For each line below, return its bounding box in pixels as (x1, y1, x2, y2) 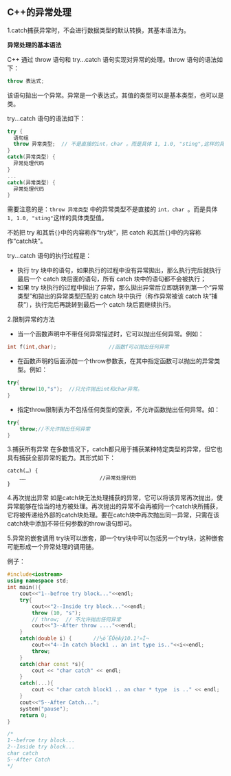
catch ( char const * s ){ (19, 660, 85, 667)
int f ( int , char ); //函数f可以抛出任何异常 (7, 343, 170, 351)
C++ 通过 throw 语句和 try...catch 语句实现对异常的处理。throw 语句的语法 (7, 55, 217, 63)
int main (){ (7, 584, 41, 591)
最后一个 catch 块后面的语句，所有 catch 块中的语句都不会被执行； (16, 274, 206, 283)
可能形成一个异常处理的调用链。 (7, 543, 98, 551)
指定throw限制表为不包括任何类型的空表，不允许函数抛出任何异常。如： (16, 405, 221, 413)
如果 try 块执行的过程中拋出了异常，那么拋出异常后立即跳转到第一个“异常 (16, 283, 224, 292)
